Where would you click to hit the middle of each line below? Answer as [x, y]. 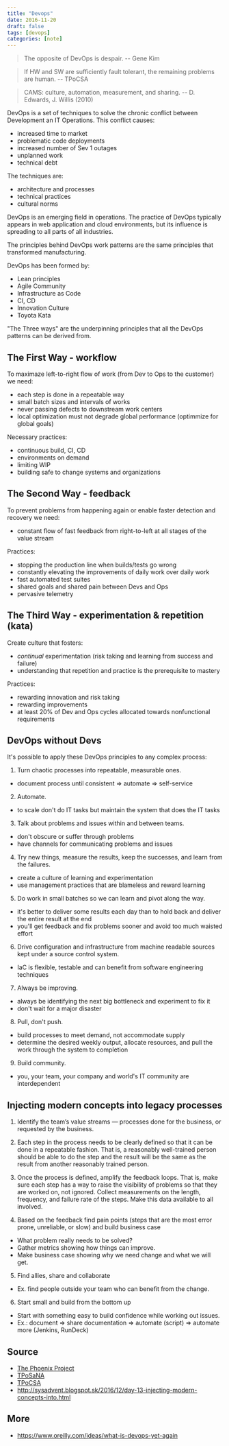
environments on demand [53, 458]
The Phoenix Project [45, 1368]
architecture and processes [56, 189]
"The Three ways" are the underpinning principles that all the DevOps [105, 329]
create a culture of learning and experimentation [85, 878]
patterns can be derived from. [49, 336]
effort [25, 934]
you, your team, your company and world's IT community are [103, 1076]
